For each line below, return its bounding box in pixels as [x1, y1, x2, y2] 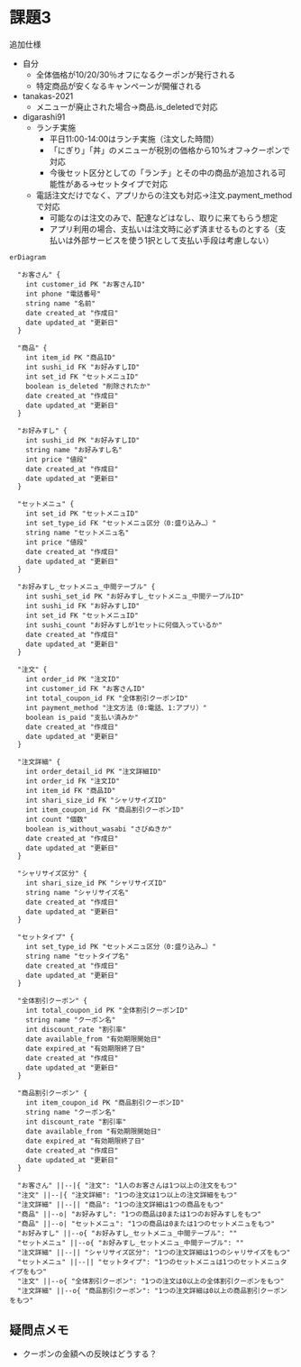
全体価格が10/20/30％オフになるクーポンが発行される [35, 68, 236, 80]
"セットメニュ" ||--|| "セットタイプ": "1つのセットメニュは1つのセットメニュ [17, 1257, 281, 1266]
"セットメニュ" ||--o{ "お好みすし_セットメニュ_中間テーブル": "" [17, 1238, 244, 1247]
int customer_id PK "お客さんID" [25, 279, 146, 288]
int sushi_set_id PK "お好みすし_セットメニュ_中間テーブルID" [25, 591, 245, 601]
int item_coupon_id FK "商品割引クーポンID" [25, 805, 185, 815]
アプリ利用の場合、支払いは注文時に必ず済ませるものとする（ [49, 223, 278, 234]
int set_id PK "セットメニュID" [25, 509, 139, 518]
